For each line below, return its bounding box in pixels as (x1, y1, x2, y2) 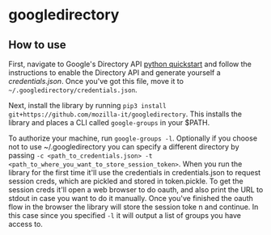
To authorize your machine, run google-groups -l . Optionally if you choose (8, 133, 257, 143)
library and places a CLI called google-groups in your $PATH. (8, 118, 210, 127)
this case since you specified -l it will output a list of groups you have (8, 211, 241, 220)
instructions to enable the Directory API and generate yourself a (8, 68, 221, 78)
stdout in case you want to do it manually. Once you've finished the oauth (8, 194, 253, 203)
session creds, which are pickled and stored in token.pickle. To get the (8, 176, 244, 186)
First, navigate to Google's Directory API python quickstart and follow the (8, 59, 252, 69)
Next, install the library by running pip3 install (8, 101, 167, 110)
